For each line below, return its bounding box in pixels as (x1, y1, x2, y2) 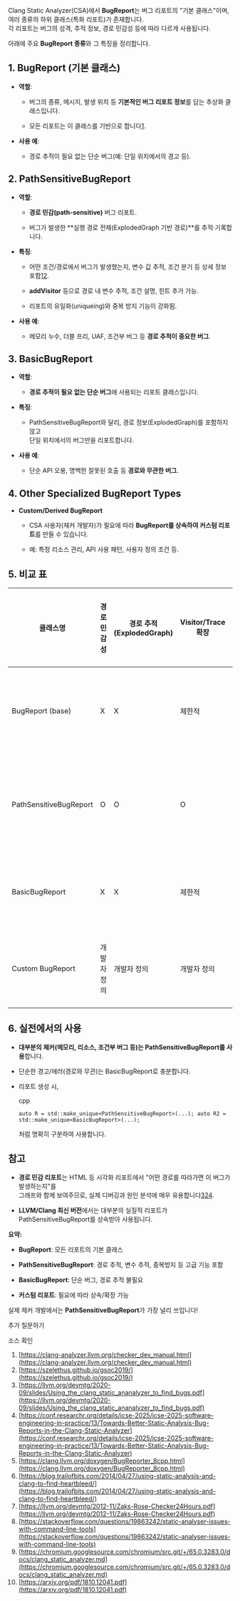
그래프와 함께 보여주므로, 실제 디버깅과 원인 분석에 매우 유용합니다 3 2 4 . (18, 1190, 214, 1200)
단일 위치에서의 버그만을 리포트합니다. (28, 436, 135, 444)
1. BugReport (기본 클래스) (8, 62, 120, 74)
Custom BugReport (11, 963, 75, 973)
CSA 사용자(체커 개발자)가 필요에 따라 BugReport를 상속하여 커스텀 (28, 521, 218, 530)
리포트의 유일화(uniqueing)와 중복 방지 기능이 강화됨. (28, 302, 177, 310)
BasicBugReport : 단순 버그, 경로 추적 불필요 (18, 1275, 144, 1284)
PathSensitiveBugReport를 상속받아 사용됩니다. (18, 1214, 153, 1223)
